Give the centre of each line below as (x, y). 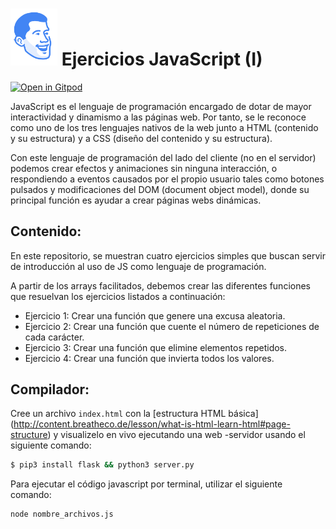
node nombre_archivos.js (62, 514)
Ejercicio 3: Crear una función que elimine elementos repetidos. (156, 347)
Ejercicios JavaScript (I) (162, 59)
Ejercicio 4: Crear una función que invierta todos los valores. (149, 358)
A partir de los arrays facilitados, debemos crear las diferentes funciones (160, 285)
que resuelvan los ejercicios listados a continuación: (118, 296)
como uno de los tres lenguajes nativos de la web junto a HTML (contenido (164, 127)
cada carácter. (54, 337)
